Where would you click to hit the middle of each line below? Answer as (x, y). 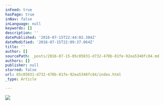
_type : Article (21, 79)
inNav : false (19, 19)
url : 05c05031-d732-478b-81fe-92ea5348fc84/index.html (63, 75)
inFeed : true (19, 10)
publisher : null (22, 65)
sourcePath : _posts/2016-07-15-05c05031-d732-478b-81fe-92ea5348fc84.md (82, 56)
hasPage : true (20, 14)
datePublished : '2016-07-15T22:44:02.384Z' (51, 38)
